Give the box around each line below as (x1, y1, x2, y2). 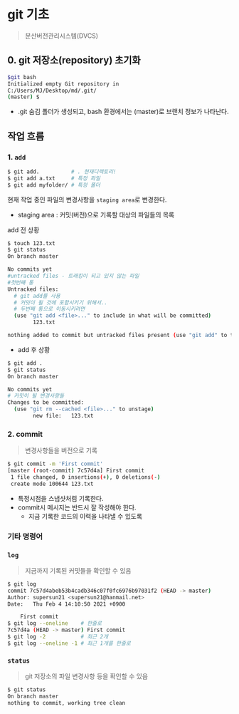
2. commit (7, 429, 43, 439)
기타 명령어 (7, 532, 43, 542)
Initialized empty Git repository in (7, 80, 119, 88)
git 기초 (7, 6, 50, 23)
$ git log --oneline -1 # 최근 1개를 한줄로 (7, 639, 132, 647)
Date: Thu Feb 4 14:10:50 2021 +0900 (7, 600, 126, 608)
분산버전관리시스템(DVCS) (24, 31, 98, 40)
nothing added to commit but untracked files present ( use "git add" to (7, 332, 228, 339)
